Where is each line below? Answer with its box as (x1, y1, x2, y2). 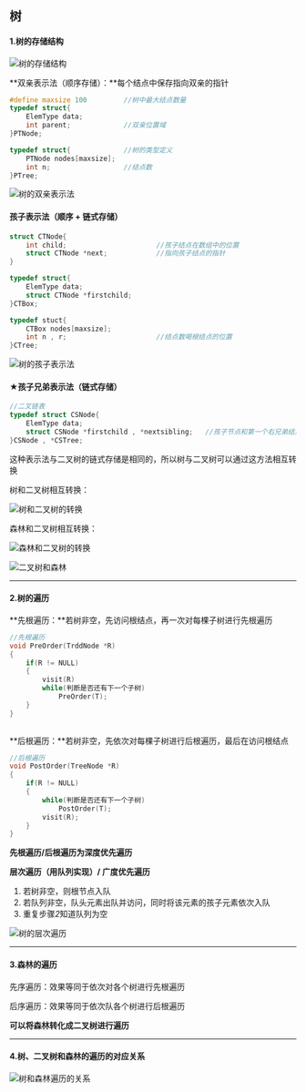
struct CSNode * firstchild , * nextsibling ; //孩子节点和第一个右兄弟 (25, 427, 289, 436)
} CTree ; (9, 341, 39, 351)
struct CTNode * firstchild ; (25, 291, 132, 300)
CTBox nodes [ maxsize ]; (25, 324, 112, 333)
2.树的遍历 (9, 593, 50, 604)
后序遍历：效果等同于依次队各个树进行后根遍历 (9, 1000, 185, 1011)
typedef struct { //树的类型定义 (9, 145, 173, 155)
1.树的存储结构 (9, 36, 64, 46)
